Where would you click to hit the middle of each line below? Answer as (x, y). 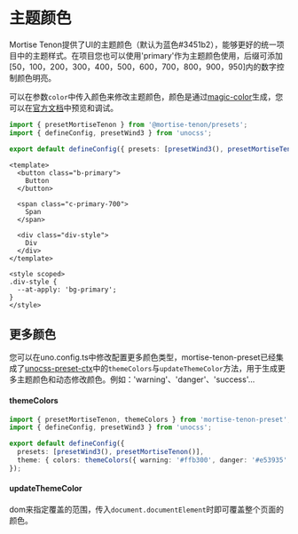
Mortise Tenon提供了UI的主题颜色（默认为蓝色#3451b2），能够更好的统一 (143, 44)
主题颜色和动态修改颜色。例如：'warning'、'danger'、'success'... (136, 379)
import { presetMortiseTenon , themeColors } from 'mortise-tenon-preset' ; (150, 419)
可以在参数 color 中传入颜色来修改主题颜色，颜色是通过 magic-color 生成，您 (146, 96)
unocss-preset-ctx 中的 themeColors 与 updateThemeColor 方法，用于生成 (151, 369)
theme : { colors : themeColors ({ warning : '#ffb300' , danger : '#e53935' (153, 460)
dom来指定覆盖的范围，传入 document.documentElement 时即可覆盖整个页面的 (147, 510)
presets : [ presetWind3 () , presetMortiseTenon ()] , (110, 452)
